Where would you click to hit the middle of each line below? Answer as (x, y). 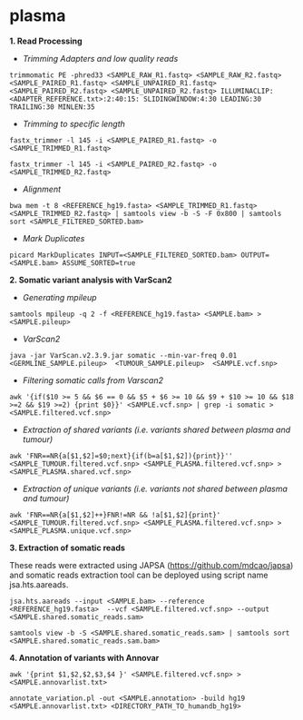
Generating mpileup (59, 297)
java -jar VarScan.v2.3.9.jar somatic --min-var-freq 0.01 (123, 355)
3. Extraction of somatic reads (67, 547)
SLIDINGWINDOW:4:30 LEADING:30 (202, 99)
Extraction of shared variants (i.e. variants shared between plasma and (156, 429)
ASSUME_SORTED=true (99, 263)
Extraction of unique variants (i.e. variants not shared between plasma (155, 488)
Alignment (42, 189)
